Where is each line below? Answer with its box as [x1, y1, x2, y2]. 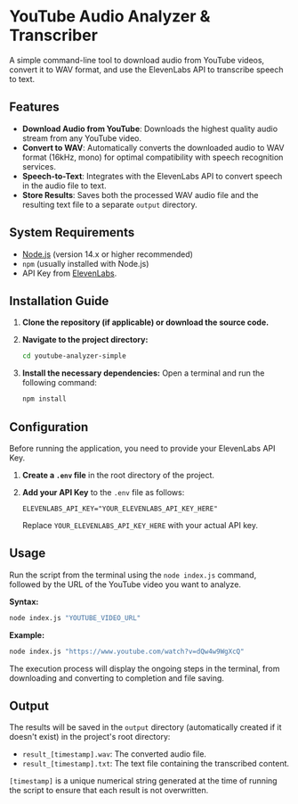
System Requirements [9, 225, 135, 240]
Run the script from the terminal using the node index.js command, [9, 569, 257, 580]
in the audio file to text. [21, 180, 107, 191]
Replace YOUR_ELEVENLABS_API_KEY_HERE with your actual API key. [21, 519, 258, 530]
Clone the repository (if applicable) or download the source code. [21, 317, 270, 327]
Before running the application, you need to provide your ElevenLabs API [9, 443, 276, 453]
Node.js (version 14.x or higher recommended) [21, 248, 194, 260]
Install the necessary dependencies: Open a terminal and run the [21, 368, 265, 378]
